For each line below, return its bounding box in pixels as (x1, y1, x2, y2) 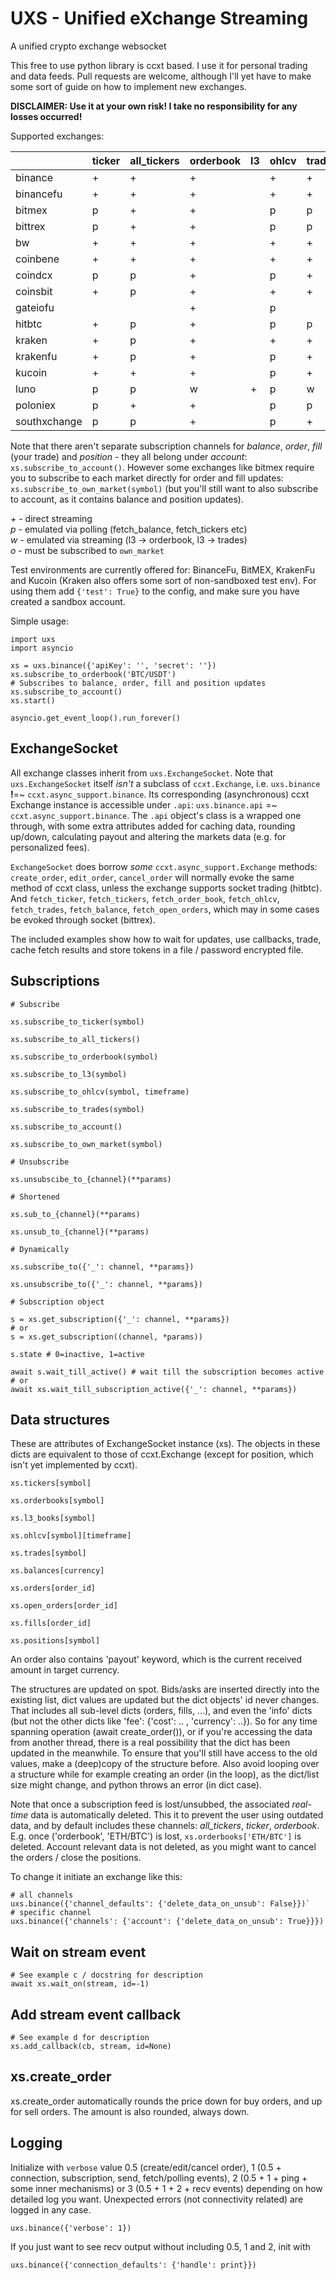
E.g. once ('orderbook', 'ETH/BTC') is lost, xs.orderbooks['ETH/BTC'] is (10, 1830, 302, 1842)
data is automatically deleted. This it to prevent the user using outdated (30, 1809, 324, 1821)
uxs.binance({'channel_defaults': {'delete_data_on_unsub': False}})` (10, 1899, 311, 1909)
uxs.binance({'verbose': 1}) (10, 2223, 132, 2233)
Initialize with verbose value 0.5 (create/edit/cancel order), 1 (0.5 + (10, 2161, 282, 2173)
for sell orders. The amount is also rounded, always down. (10, 2105, 250, 2117)
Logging (10, 2135, 63, 2152)
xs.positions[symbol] (10, 1636, 101, 1646)
